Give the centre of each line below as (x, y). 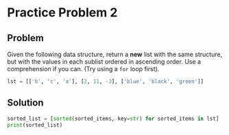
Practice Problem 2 (62, 13)
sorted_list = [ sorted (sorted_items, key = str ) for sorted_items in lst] (113, 119)
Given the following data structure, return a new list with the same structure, (115, 54)
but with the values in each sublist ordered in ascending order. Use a (104, 62)
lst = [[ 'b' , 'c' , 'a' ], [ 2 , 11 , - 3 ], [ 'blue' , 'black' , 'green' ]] (106, 82)
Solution (25, 103)
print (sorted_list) (35, 125)
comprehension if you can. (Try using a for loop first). (83, 69)
